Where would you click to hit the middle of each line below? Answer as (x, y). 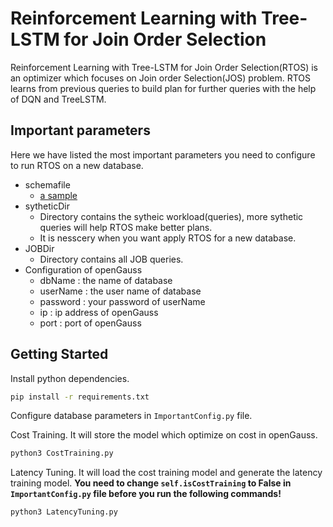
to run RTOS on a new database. (77, 165)
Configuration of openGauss (83, 269)
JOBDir (39, 248)
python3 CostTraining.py (62, 453)
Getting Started (59, 354)
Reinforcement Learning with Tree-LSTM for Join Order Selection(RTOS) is (164, 67)
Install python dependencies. (70, 378)
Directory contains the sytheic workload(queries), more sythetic (171, 216)
